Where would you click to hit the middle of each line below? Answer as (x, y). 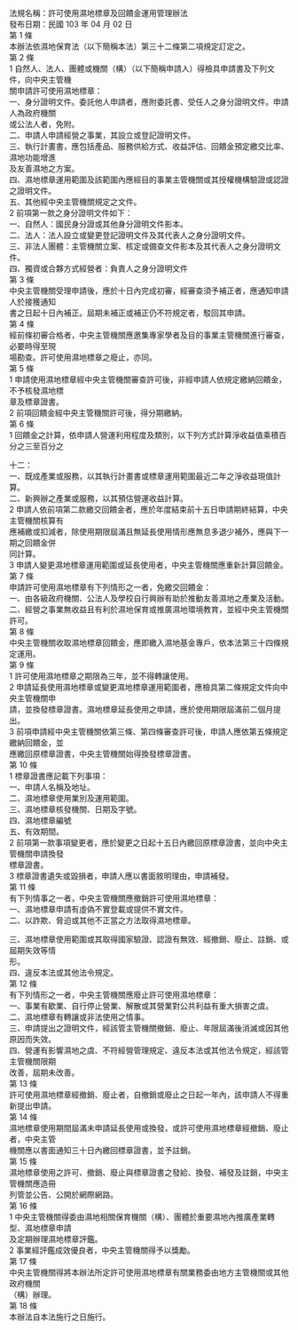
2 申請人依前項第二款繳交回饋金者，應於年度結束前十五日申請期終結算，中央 (149, 510)
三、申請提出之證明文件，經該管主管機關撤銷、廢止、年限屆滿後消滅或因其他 (149, 1028)
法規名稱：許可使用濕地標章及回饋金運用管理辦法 (98, 13)
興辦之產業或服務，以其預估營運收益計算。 (110, 498)
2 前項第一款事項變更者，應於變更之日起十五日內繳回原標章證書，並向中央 (145, 843)
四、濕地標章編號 (40, 820)
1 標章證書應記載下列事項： (59, 776)
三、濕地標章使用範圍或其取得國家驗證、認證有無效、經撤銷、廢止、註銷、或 (149, 939)
